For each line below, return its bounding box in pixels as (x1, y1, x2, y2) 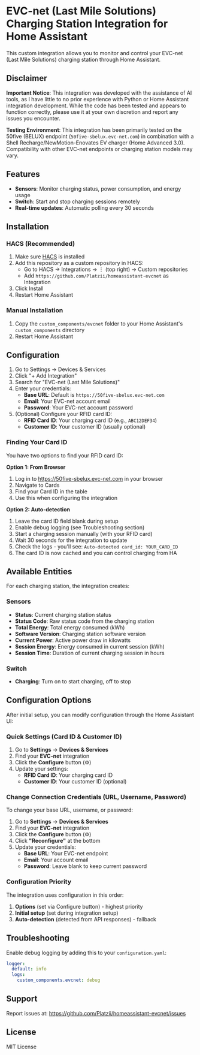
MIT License (6, 1043, 37, 1050)
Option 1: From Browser (6, 463, 66, 471)
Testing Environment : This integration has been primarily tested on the (6, 126, 182, 133)
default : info (11, 966, 47, 972)
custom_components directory (14, 326, 85, 333)
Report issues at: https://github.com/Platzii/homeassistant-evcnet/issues (6, 1009, 186, 1017)
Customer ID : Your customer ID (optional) (23, 778, 127, 785)
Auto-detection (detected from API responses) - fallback (14, 915, 157, 923)
